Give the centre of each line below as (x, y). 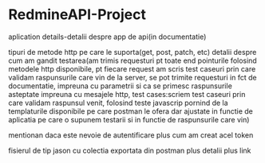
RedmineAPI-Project (77, 15)
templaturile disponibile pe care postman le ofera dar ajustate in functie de (131, 111)
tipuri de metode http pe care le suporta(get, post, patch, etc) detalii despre (132, 52)
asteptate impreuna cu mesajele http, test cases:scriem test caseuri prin (127, 94)
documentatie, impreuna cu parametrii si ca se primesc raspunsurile (121, 86)
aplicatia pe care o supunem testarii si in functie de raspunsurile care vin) (129, 119)
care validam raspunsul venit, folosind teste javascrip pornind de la (119, 103)
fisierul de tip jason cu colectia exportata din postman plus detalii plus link (130, 150)
